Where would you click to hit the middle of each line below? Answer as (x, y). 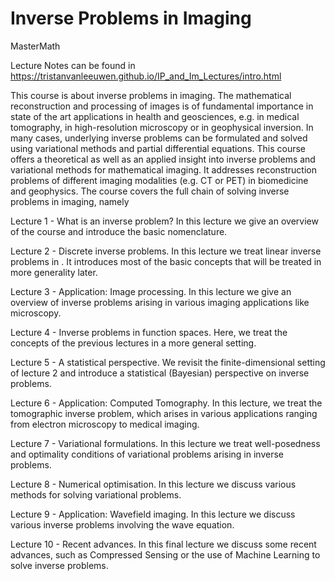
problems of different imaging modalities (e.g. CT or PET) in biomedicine (159, 180)
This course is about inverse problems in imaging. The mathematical (151, 95)
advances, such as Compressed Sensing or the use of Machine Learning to (165, 554)
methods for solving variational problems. (96, 494)
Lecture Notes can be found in (73, 65)
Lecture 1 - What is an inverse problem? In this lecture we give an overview (164, 221)
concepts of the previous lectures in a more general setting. (133, 343)
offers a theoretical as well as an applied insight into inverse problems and (163, 159)
